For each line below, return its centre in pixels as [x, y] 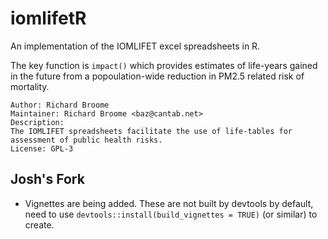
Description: [37, 122]
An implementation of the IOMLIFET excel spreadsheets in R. [135, 46]
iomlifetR [48, 18]
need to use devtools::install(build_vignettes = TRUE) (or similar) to [171, 214]
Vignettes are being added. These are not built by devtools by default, [169, 203]
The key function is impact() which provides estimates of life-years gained [164, 65]
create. [39, 224]
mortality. [30, 86]
